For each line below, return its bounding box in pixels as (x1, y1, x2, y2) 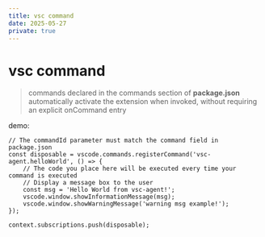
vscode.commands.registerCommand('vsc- (77, 151, 212, 159)
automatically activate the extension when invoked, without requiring (27, 97, 258, 106)
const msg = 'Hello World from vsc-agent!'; (23, 186, 175, 194)
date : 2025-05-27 (8, 19, 67, 27)
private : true (8, 27, 57, 35)
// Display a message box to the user (23, 179, 154, 187)
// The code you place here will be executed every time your (23, 164, 237, 173)
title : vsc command (8, 11, 74, 20)
